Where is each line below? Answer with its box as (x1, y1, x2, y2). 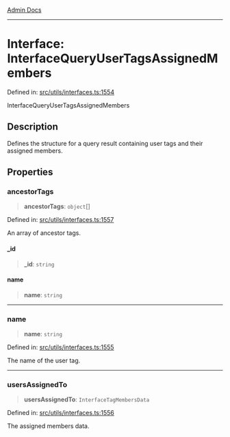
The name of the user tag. (7, 356, 81, 365)
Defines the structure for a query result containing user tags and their (7, 139, 203, 147)
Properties (7, 166, 53, 178)
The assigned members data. (7, 422, 90, 430)
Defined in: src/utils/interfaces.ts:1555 (7, 343, 114, 351)
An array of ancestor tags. (7, 229, 81, 237)
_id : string (23, 260, 55, 268)
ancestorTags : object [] (23, 202, 90, 211)
